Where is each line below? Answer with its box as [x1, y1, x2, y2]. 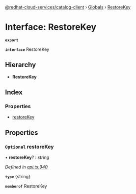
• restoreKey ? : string [5, 155, 50, 160]
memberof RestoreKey [5, 183, 48, 189]
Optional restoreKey [5, 143, 54, 150]
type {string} [5, 174, 31, 180]
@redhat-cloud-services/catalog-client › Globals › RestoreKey [5, 4, 131, 10]
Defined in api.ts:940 [5, 164, 48, 170]
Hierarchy [5, 61, 36, 69]
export [5, 38, 19, 42]
